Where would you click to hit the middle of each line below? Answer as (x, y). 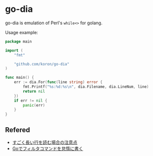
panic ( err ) (34, 105)
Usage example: (22, 32)
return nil (34, 91)
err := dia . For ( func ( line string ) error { (58, 82)
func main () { (20, 78)
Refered (18, 130)
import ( (14, 51)
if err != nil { (31, 101)
